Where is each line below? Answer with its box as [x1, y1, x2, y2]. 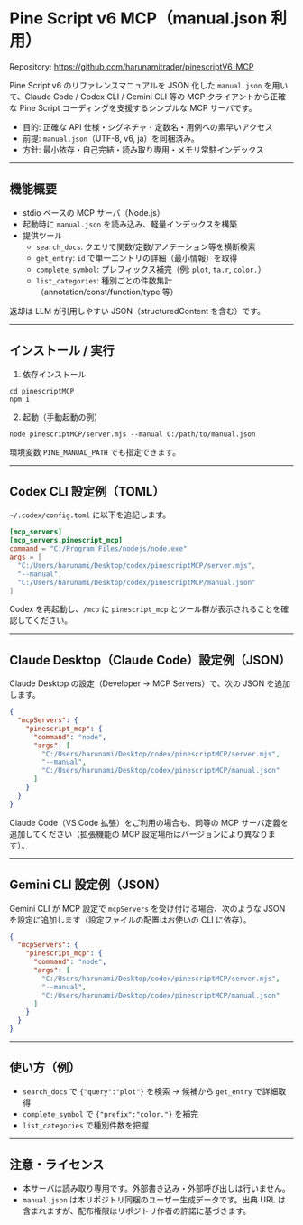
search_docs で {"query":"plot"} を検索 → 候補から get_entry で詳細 [22, 1085, 279, 1097]
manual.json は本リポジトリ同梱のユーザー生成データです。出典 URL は [22, 1193, 287, 1205]
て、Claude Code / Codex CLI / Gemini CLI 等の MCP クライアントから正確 [9, 91, 287, 102]
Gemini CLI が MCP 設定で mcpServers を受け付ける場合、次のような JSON [9, 903, 286, 914]
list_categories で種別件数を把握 [22, 1119, 150, 1130]
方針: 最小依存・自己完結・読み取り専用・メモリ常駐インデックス [22, 144, 264, 154]
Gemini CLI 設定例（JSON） [9, 877, 167, 893]
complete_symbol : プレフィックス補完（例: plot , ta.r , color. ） [35, 264, 266, 274]
